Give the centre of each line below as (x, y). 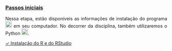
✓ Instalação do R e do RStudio (39, 43)
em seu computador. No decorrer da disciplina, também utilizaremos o (90, 26)
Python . (17, 33)
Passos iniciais (24, 8)
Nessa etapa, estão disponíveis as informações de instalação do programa (86, 19)
